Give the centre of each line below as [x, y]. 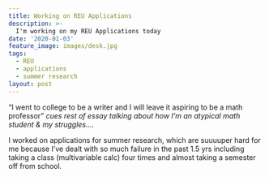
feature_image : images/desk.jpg [63, 46]
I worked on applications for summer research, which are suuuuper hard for [135, 140]
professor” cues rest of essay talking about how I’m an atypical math [124, 115]
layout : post [30, 84]
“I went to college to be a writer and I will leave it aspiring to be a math [126, 107]
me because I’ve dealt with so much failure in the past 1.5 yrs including [126, 149]
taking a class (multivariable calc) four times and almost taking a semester [132, 157]
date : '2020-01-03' [41, 39]
